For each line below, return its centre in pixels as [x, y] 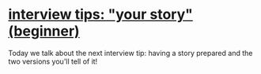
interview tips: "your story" [101, 15]
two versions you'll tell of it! [53, 61]
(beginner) [44, 31]
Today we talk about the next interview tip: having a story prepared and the [130, 53]
